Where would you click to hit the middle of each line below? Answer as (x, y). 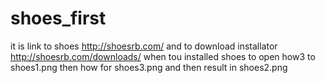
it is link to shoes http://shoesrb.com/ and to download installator (144, 46)
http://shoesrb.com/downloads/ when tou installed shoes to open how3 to (163, 56)
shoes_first (58, 18)
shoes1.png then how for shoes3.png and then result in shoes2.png (149, 67)
